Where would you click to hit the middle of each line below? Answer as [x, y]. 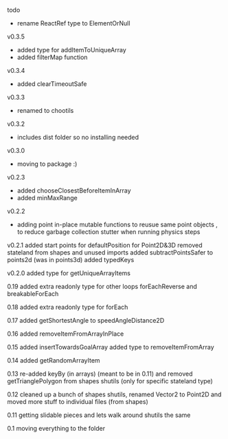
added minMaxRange [47, 198]
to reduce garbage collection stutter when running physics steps [109, 232]
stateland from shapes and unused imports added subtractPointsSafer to [110, 253]
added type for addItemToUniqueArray [72, 50]
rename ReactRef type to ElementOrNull [73, 23]
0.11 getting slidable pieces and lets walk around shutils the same [99, 415]
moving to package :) [47, 164]
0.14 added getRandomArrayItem [54, 360]
